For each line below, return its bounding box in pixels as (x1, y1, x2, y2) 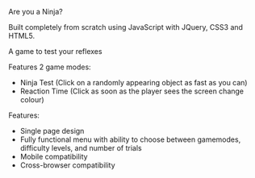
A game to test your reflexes (8, 47, 102, 56)
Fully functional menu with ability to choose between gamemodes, (19, 135, 241, 144)
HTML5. (8, 31, 35, 40)
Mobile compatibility (19, 152, 88, 161)
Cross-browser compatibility (19, 160, 115, 170)
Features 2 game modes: (8, 62, 91, 72)
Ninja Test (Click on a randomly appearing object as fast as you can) (19, 78, 248, 87)
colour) (19, 95, 44, 104)
